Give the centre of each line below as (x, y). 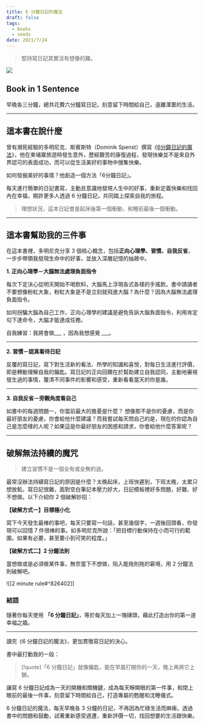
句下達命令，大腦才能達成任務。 (46, 320)
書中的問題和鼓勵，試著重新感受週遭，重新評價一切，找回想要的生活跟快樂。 (102, 715)
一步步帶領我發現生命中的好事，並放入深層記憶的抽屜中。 (78, 258)
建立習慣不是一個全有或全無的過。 (64, 469)
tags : (13, 23)
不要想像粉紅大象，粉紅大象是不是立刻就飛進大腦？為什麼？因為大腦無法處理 (102, 292)
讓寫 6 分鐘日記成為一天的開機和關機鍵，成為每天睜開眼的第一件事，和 (95, 687)
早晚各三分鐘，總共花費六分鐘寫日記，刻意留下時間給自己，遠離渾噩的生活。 (102, 105)
